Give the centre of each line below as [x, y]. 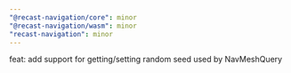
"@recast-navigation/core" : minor [73, 17]
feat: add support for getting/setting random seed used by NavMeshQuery [146, 60]
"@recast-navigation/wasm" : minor [73, 26]
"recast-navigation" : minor [61, 34]
